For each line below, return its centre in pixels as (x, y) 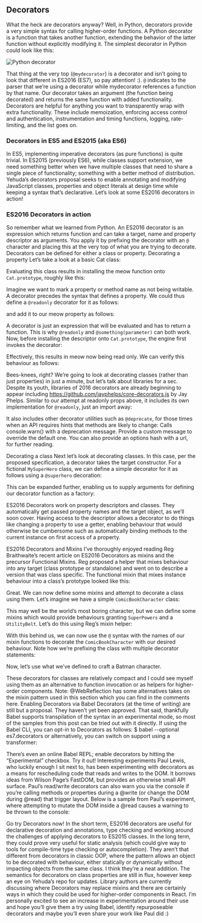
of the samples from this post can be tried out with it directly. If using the (96, 723)
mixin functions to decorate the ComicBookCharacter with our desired (91, 642)
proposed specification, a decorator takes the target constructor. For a (94, 462)
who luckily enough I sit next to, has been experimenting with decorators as (100, 767)
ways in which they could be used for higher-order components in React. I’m (101, 895)
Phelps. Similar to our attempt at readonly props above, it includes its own (98, 401)
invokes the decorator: (34, 345)
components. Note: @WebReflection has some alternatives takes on (106, 691)
